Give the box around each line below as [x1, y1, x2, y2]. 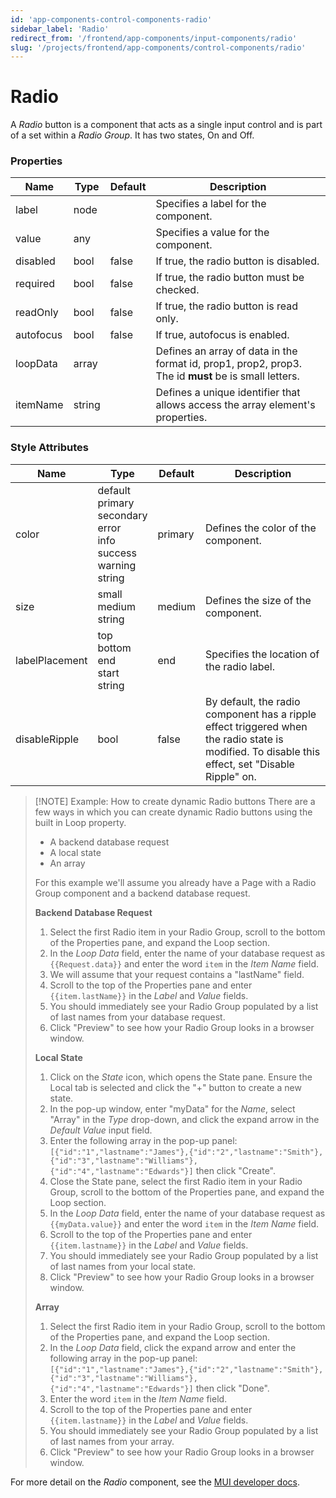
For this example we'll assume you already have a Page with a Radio [34, 876, 317, 888]
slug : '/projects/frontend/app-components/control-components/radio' [10, 42, 307, 53]
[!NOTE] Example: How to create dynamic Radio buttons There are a [34, 795, 316, 807]
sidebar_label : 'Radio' [10, 24, 110, 34]
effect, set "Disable [204, 757, 295, 771]
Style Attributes [10, 441, 89, 455]
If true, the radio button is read [155, 299, 299, 313]
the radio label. [204, 659, 275, 673]
